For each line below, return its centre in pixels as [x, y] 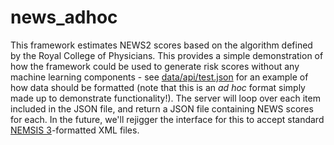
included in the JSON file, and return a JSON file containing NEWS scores [162, 108]
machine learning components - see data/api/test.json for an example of [159, 77]
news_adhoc [64, 17]
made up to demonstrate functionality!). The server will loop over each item [165, 98]
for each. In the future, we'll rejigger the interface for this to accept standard [167, 119]
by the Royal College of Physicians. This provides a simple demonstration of [167, 55]
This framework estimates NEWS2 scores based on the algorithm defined [161, 45]
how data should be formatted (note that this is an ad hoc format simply [158, 87]
